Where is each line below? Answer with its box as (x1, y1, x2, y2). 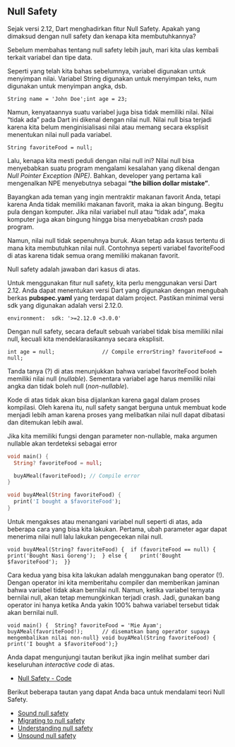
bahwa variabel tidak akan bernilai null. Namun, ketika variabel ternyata (7, 585, 215, 594)
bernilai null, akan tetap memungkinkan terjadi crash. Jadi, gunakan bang (7, 593, 220, 602)
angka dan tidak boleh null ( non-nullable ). (7, 381, 129, 390)
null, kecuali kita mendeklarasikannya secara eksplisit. (7, 335, 164, 343)
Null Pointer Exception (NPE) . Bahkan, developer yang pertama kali (7, 171, 202, 179)
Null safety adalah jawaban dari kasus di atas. (7, 265, 140, 273)
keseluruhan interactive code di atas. (7, 660, 115, 669)
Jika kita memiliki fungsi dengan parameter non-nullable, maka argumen (7, 431, 217, 440)
